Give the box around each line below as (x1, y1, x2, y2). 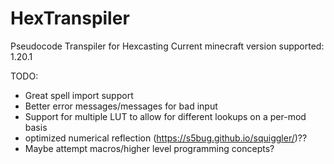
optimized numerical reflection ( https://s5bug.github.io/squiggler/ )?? (24, 132, 308, 144)
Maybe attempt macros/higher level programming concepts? (24, 142, 275, 154)
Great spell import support (24, 89, 134, 101)
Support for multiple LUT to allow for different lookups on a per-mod (24, 110, 307, 122)
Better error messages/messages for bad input (24, 100, 218, 112)
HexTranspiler (10, 7, 130, 30)
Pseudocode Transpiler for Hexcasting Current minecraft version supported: (10, 40, 325, 52)
